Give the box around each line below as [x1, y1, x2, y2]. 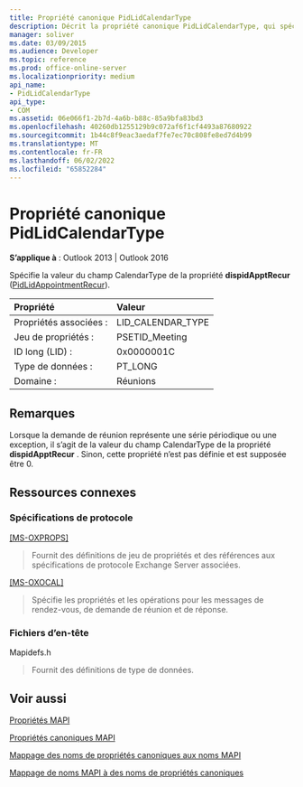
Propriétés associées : [14, 316, 108, 329]
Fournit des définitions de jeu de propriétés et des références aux [31, 549, 276, 560]
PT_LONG [116, 361, 158, 373]
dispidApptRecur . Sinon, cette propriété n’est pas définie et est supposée [9, 449, 287, 460]
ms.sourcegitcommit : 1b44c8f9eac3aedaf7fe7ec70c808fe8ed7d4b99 [9, 131, 252, 140]
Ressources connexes [9, 484, 137, 500]
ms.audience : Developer [9, 47, 99, 56]
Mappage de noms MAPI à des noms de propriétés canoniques [9, 767, 244, 778]
